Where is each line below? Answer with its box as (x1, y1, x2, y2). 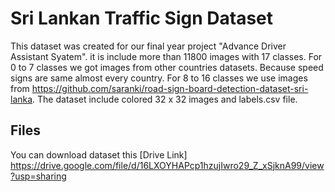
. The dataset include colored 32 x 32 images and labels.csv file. (32, 93, 298, 105)
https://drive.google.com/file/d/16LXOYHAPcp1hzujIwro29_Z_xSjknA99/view (10, 159, 325, 171)
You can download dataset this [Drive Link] (10, 148, 188, 161)
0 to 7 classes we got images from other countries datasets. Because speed (10, 61, 324, 73)
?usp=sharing (10, 170, 67, 182)
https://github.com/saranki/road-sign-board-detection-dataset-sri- (31, 82, 309, 94)
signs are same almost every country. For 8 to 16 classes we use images (10, 72, 308, 84)
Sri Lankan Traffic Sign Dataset (10, 7, 273, 30)
